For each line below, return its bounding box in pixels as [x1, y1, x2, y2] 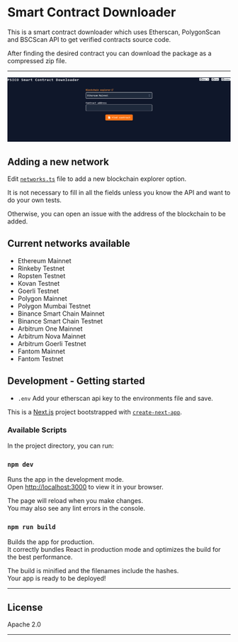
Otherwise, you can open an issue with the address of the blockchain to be [7, 209, 226, 218]
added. [7, 217, 28, 226]
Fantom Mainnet [17, 347, 66, 355]
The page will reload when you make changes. [7, 497, 144, 505]
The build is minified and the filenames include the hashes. [7, 567, 179, 575]
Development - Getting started [7, 375, 145, 387]
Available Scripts [7, 425, 67, 435]
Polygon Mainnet [17, 294, 67, 302]
